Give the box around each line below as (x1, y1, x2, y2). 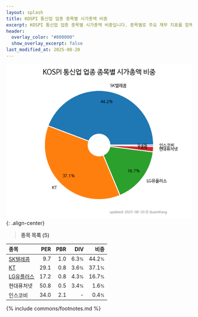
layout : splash (6, 9, 44, 15)
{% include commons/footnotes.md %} (6, 305, 101, 312)
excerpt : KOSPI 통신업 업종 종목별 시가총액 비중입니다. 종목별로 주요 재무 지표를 (6, 22, 183, 28)
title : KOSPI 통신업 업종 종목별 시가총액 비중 (6, 15, 108, 22)
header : (6, 28, 25, 34)
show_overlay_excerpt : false (11, 41, 83, 47)
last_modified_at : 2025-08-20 (6, 47, 81, 53)
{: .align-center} (6, 219, 45, 226)
